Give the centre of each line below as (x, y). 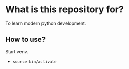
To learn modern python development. (46, 23)
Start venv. (17, 51)
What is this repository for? (64, 9)
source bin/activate (35, 62)
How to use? (26, 39)
